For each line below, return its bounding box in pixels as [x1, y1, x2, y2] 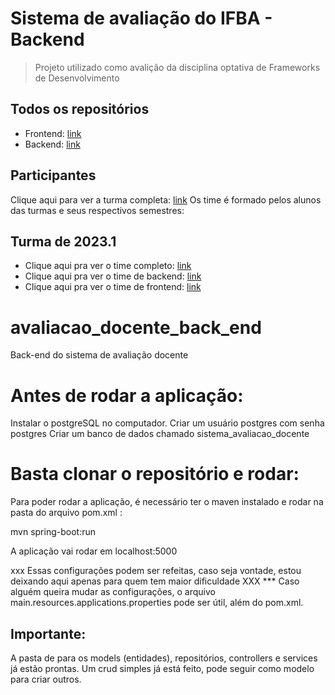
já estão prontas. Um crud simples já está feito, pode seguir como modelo [10, 663, 315, 674]
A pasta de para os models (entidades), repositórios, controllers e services [10, 652, 318, 664]
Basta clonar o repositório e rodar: [10, 463, 300, 486]
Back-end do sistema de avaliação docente [10, 349, 189, 361]
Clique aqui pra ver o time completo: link [24, 260, 192, 272]
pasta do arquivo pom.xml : [10, 507, 123, 519]
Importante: [10, 625, 87, 642]
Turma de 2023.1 [10, 233, 117, 250]
